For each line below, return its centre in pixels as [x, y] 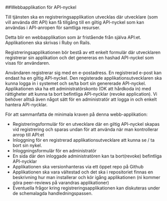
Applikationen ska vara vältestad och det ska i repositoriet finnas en [83, 172]
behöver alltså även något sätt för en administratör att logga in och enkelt [81, 99]
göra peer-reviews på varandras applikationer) [61, 183]
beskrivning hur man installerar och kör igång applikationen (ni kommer [86, 177]
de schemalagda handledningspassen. [53, 193]
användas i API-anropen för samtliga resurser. [53, 28]
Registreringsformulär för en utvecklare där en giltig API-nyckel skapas [86, 124]
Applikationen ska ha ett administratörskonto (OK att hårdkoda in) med [78, 89]
